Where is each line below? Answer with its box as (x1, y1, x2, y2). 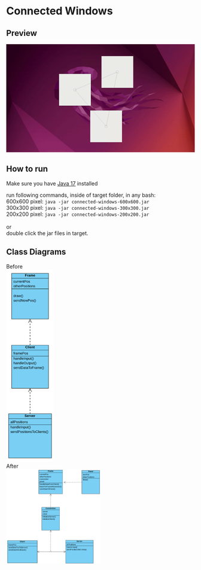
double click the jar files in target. (6, 229, 89, 237)
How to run (6, 164, 48, 174)
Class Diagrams (6, 247, 66, 257)
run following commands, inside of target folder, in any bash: (6, 191, 156, 199)
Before (6, 263, 23, 270)
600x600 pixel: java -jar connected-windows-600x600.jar (6, 197, 150, 205)
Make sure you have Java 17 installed (6, 179, 98, 187)
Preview (6, 28, 38, 38)
